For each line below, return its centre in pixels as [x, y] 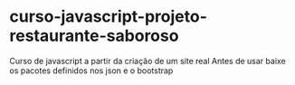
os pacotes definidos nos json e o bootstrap [91, 71]
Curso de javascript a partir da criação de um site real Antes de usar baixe [148, 61]
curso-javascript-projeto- [109, 17]
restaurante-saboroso [94, 36]
